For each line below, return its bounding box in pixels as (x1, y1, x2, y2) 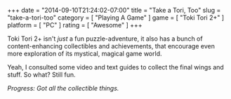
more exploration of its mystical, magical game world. (7, 49, 162, 58)
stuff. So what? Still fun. (7, 70, 76, 79)
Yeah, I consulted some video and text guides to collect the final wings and (7, 63, 225, 71)
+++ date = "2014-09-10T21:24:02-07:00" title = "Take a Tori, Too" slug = (7, 6, 221, 14)
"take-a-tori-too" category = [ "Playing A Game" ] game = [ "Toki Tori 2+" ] (7, 13, 225, 22)
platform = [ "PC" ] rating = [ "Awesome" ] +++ (7, 21, 143, 29)
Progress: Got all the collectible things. (7, 84, 119, 92)
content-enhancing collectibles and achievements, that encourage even (7, 42, 216, 50)
